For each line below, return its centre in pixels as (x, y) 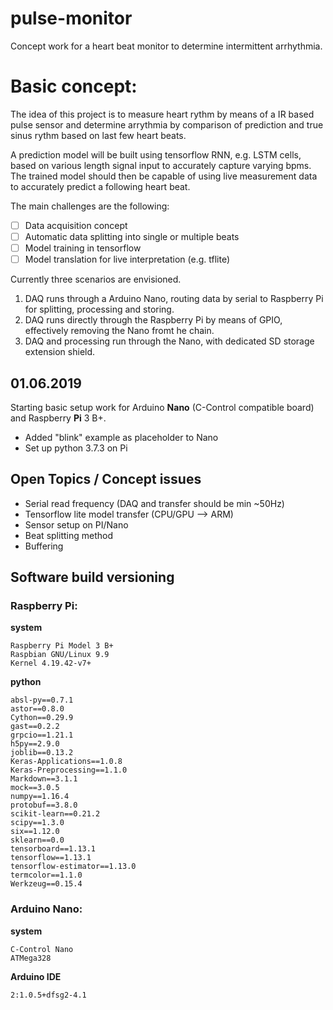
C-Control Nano (42, 949)
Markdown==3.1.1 (44, 779)
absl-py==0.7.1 (42, 700)
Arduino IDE (36, 976)
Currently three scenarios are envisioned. (96, 279)
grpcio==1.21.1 (42, 735)
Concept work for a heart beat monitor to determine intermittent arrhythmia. (166, 46)
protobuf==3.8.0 (44, 805)
